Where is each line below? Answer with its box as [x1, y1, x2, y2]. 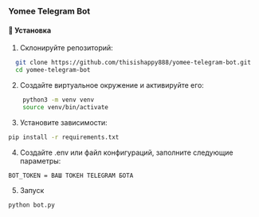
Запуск [19, 185, 45, 195]
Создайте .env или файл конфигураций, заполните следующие [19, 148, 233, 157]
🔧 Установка [8, 26, 52, 35]
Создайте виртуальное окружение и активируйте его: [19, 80, 205, 89]
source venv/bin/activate [22, 103, 109, 111]
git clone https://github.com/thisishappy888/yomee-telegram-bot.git [15, 58, 251, 67]
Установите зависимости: [19, 117, 108, 127]
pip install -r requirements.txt [8, 133, 120, 141]
